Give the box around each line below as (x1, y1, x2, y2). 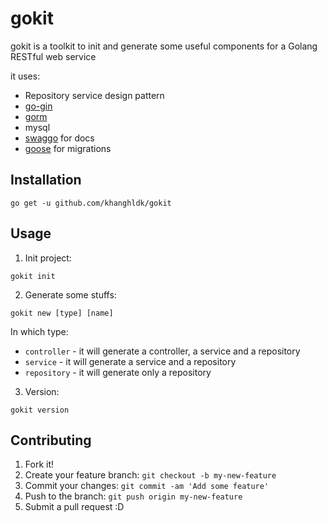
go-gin (24, 100, 53, 112)
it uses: (10, 70, 41, 82)
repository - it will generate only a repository (24, 366, 212, 378)
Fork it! (24, 458, 55, 471)
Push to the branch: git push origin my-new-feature (24, 490, 243, 502)
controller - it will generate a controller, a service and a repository (24, 345, 301, 357)
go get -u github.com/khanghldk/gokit (10, 198, 172, 208)
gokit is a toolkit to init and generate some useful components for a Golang (10, 40, 318, 52)
